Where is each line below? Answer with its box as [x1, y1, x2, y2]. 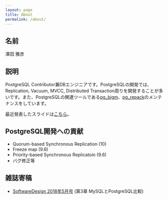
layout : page [5, 7, 33, 13]
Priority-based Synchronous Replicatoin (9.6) [12, 152, 107, 158]
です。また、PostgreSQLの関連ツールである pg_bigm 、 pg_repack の [9, 94, 149, 100]
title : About [5, 12, 33, 17]
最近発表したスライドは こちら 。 [5, 111, 72, 117]
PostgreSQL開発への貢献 [5, 127, 84, 136]
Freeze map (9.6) [12, 146, 48, 152]
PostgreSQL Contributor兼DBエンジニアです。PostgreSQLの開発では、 [5, 82, 152, 87]
